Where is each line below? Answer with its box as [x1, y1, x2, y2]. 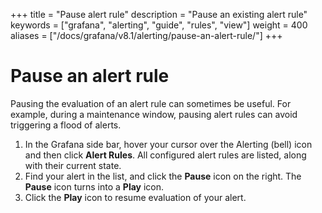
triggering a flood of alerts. [10, 119, 122, 131]
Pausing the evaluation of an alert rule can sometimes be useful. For [10, 97, 292, 109]
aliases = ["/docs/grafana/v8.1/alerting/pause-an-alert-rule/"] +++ [10, 30, 283, 41]
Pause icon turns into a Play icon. [24, 180, 165, 193]
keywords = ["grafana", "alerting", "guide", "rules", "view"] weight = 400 [10, 19, 308, 31]
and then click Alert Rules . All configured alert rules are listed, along [24, 149, 307, 161]
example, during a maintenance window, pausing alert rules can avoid [10, 108, 298, 120]
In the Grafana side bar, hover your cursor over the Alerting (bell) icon [24, 138, 313, 150]
